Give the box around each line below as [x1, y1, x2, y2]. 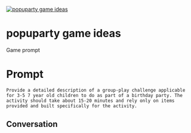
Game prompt [6, 46, 41, 53]
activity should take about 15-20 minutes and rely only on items [6, 98, 175, 104]
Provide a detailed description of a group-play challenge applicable [6, 87, 186, 93]
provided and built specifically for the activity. [6, 102, 137, 109]
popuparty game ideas [6, 27, 121, 40]
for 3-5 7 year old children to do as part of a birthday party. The [6, 92, 183, 98]
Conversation [6, 119, 58, 129]
